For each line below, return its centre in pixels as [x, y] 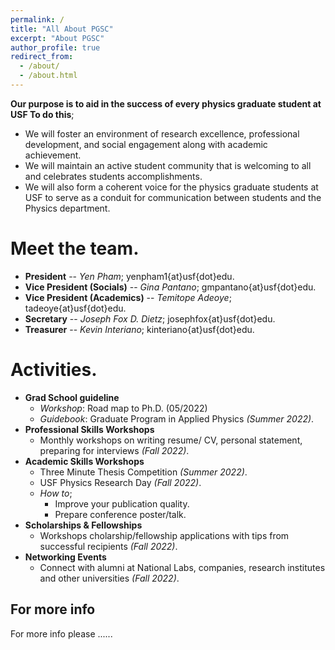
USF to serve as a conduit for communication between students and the [173, 197]
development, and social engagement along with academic [146, 144]
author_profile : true [55, 47]
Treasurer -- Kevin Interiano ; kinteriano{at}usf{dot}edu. [139, 329]
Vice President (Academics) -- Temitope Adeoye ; [128, 297]
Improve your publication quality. [122, 503]
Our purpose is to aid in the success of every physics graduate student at [166, 103]
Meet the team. [75, 248]
